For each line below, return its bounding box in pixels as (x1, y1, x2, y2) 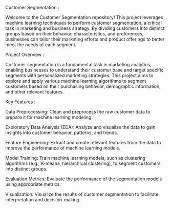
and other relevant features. (5, 89, 64, 94)
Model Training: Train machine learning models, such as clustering (5, 155, 146, 161)
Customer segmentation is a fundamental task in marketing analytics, (5, 62, 152, 67)
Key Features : (5, 99, 36, 105)
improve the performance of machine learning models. (5, 145, 120, 151)
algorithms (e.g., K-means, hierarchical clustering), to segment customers (5, 160, 161, 166)
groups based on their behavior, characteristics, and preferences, (5, 31, 144, 36)
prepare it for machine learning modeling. (5, 114, 93, 120)
